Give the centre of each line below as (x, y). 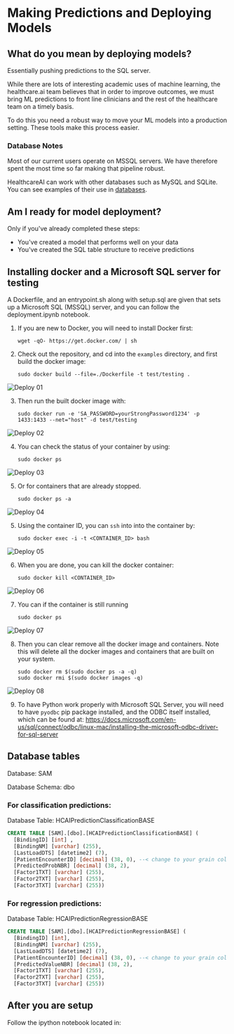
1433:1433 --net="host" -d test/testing (77, 420)
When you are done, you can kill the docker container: (95, 565)
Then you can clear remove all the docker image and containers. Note (118, 644)
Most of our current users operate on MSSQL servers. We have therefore (112, 161)
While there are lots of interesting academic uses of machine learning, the (114, 84)
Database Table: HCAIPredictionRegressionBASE (78, 919)
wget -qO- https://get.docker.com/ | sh (77, 341)
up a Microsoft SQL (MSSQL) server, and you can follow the (94, 307)
